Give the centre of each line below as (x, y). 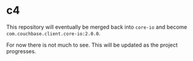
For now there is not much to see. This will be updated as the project (92, 45)
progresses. (21, 51)
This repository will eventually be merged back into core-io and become (97, 27)
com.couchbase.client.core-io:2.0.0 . (53, 33)
